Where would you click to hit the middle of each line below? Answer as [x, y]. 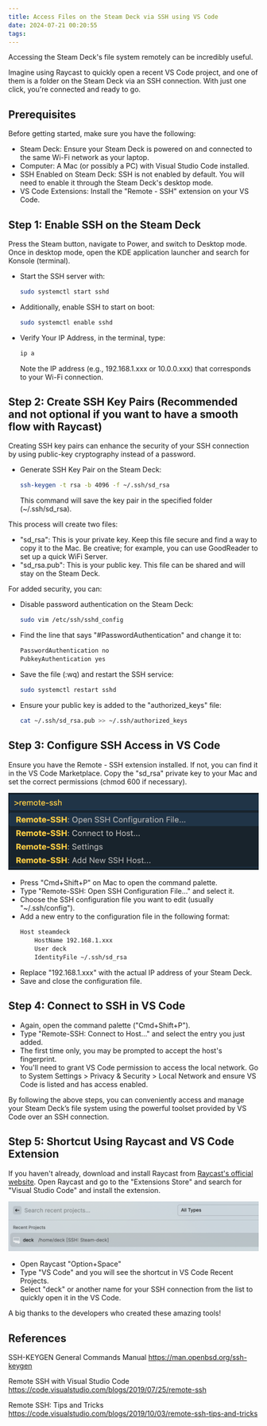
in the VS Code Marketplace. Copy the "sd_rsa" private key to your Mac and [133, 773]
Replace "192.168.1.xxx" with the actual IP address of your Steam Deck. [136, 972]
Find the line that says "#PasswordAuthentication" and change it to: [130, 635]
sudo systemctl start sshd [64, 292]
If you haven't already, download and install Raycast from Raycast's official [131, 1173]
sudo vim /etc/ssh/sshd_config [72, 620]
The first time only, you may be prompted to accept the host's [121, 1051]
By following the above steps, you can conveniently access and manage [126, 1100]
